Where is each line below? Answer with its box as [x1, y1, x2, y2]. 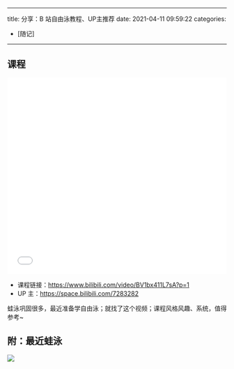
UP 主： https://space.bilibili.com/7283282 [17, 289, 139, 297]
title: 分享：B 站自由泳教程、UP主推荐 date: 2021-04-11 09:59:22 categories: [7, 15, 226, 23]
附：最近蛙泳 [7, 336, 63, 347]
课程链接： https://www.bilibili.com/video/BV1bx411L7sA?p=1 [17, 280, 190, 289]
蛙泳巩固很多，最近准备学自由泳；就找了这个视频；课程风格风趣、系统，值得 [7, 304, 227, 312]
